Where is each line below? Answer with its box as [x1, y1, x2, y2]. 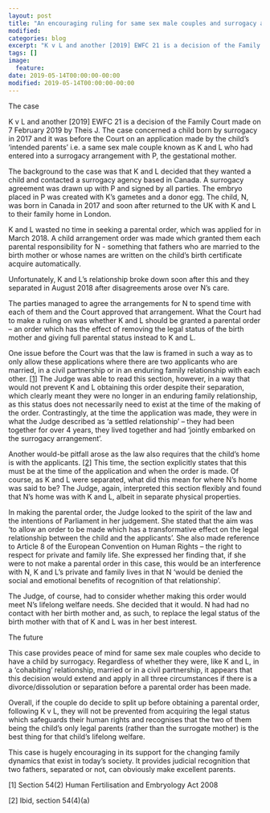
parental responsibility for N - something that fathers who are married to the [8, 242, 260, 251]
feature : [15, 64, 45, 72]
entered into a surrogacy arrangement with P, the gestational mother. [8, 150, 237, 161]
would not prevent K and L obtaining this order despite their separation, [8, 382, 245, 392]
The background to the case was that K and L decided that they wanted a [8, 166, 252, 176]
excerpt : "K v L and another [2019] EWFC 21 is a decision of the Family [8, 42, 261, 50]
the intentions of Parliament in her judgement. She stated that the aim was [8, 516, 254, 525]
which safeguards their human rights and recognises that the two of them [8, 714, 252, 724]
